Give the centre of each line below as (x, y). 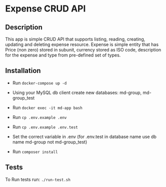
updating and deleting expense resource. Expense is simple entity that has (82, 44)
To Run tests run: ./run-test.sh (38, 179)
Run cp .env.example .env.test (45, 127)
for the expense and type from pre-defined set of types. (63, 55)
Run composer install (35, 151)
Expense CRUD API (45, 9)
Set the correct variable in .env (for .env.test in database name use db (84, 136)
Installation (23, 71)
